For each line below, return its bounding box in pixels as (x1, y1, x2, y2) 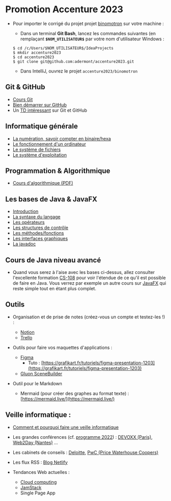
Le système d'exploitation (12, 152, 67, 158)
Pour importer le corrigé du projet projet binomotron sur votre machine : (12, 20, 164, 27)
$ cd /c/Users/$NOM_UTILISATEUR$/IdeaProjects (12, 45, 114, 51)
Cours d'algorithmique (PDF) (12, 180, 74, 186)
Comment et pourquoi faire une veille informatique (12, 424, 119, 430)
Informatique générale (5, 122, 78, 131)
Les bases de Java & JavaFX (5, 195, 97, 204)
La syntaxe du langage (12, 214, 61, 220)
